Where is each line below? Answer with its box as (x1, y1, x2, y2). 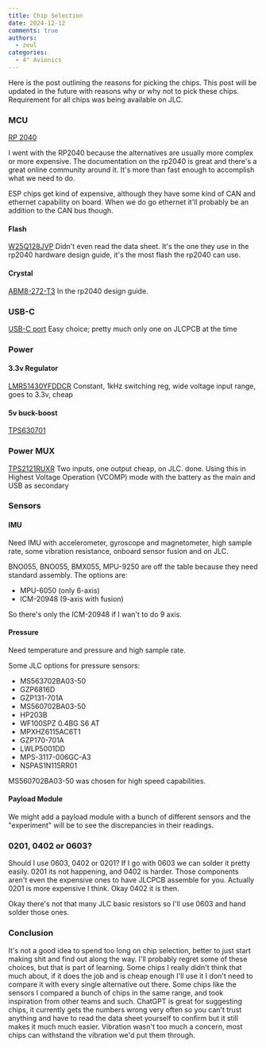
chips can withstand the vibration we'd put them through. (8, 1030, 196, 1039)
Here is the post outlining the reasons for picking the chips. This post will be (8, 77, 257, 88)
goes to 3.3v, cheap (8, 390, 74, 399)
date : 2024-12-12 (8, 19, 66, 27)
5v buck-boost (8, 407, 58, 418)
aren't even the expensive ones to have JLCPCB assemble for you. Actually (8, 875, 255, 885)
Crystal (8, 268, 33, 278)
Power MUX (8, 446, 56, 457)
